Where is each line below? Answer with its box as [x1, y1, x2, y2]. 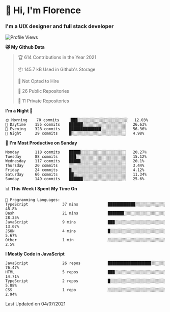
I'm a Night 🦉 [5, 108, 33, 114]
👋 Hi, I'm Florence [5, 5, 81, 16]
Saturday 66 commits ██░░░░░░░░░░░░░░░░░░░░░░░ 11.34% [5, 172, 147, 177]
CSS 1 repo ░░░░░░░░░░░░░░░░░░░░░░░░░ [5, 288, 165, 293]
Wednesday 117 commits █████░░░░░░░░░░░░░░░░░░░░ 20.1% [5, 159, 145, 164]
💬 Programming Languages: [5, 197, 60, 203]
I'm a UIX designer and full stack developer [5, 23, 114, 30]
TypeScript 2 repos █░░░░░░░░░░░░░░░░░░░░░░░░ [5, 278, 165, 284]
